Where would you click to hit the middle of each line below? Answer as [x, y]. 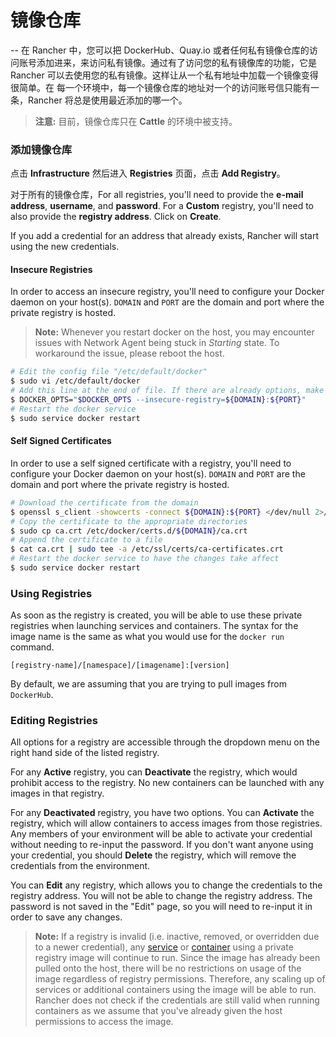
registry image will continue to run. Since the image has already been [177, 958]
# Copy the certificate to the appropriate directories [129, 521]
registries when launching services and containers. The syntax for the [154, 626]
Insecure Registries [51, 269]
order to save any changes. [66, 917]
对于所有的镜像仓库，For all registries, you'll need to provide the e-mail [157, 195]
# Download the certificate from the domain [104, 502]
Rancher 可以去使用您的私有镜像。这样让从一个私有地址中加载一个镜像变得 [164, 75]
